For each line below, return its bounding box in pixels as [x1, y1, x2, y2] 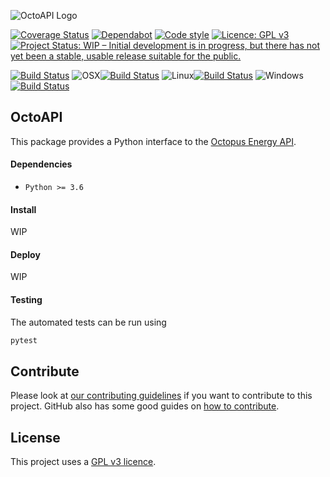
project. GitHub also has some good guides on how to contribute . [10, 400, 280, 412]
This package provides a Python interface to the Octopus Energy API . [10, 135, 297, 147]
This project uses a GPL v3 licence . [10, 456, 157, 468]
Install [10, 203, 37, 215]
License [10, 429, 61, 446]
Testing [10, 294, 43, 306]
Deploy [10, 248, 41, 260]
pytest [10, 335, 38, 345]
